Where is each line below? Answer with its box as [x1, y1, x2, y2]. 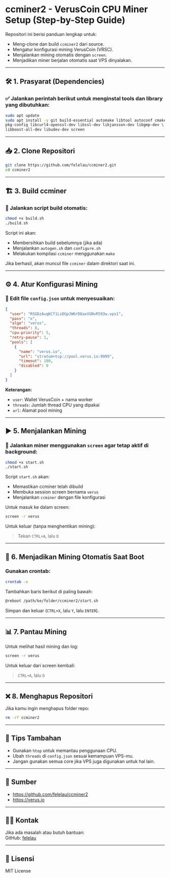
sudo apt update [5, 113, 39, 118]
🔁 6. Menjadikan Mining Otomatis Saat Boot [5, 552, 144, 561]
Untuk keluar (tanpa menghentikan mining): [5, 523, 96, 529]
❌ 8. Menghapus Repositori [5, 692, 93, 700]
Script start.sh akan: [5, 474, 50, 480]
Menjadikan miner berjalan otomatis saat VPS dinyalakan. [12, 57, 133, 63]
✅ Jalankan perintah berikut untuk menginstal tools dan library [5, 95, 163, 102]
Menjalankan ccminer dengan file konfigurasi [12, 494, 106, 501]
